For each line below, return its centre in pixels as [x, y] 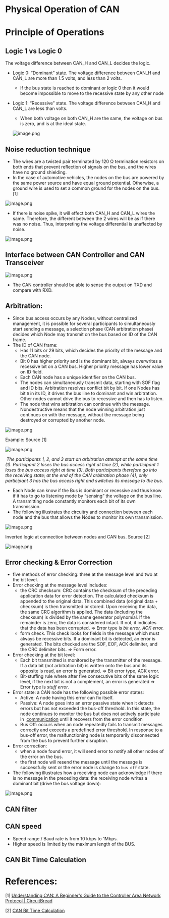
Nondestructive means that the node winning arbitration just [82, 409]
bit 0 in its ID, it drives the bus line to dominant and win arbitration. [89, 393]
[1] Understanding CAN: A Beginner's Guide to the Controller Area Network [83, 895]
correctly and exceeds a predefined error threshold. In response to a [91, 730]
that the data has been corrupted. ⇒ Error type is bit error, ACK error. [92, 628]
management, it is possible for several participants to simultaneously [84, 323]
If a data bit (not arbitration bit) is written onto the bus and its [83, 666]
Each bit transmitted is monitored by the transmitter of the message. [91, 660]
